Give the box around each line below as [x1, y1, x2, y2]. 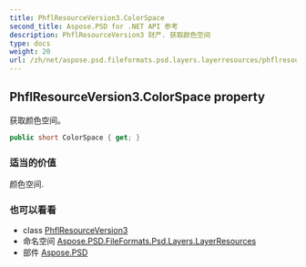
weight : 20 [9, 47, 51, 56]
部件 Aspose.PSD [22, 247, 88, 258]
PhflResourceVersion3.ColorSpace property [9, 89, 266, 105]
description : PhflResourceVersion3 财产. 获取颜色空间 [9, 30, 211, 39]
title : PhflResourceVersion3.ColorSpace [9, 13, 166, 23]
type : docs [9, 38, 51, 48]
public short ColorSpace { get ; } [9, 133, 141, 142]
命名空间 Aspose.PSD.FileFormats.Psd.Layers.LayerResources [22, 236, 257, 247]
